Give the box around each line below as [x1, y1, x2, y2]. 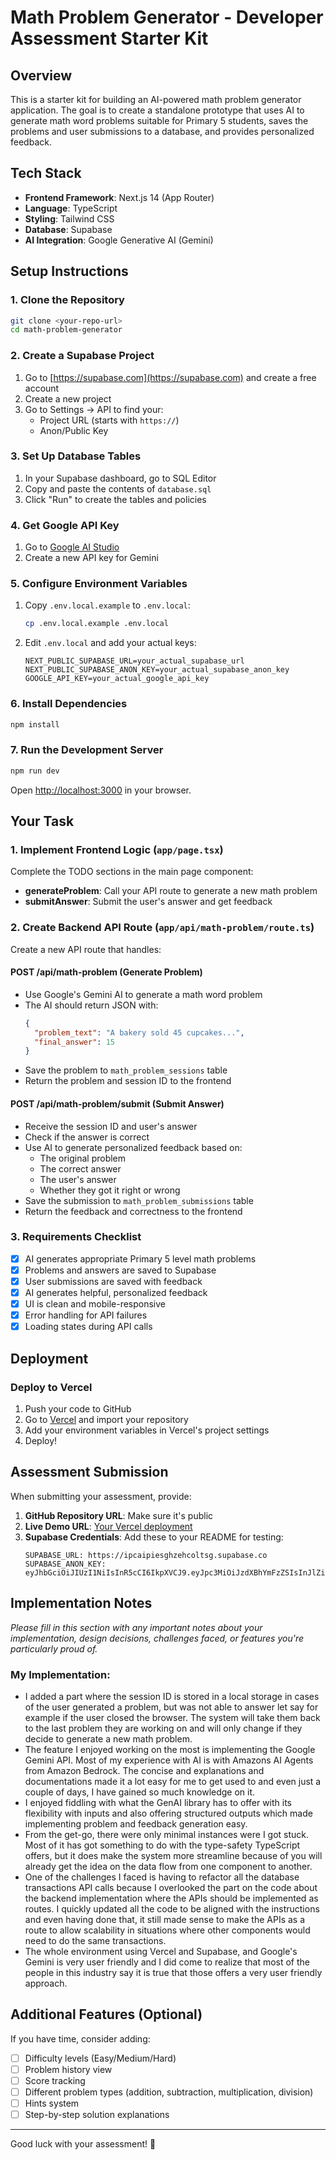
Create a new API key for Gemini [24, 552, 159, 564]
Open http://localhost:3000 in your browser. [10, 784, 192, 796]
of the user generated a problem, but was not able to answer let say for [24, 1701, 319, 1713]
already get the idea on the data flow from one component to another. [24, 1860, 313, 1872]
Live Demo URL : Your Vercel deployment [24, 1520, 193, 1532]
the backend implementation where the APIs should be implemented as [24, 1892, 319, 1904]
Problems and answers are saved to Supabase [24, 1264, 217, 1276]
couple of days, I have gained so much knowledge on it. [24, 1786, 256, 1798]
